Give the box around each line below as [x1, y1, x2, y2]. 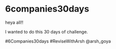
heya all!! [5, 19, 24, 25]
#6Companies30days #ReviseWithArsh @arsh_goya [5, 38, 111, 44]
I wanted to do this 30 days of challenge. [5, 29, 88, 34]
